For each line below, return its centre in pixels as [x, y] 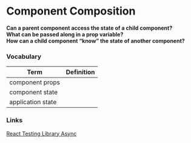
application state [33, 102]
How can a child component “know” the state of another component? [95, 41]
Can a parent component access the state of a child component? [89, 28]
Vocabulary [24, 56]
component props [35, 82]
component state [34, 92]
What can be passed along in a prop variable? [65, 34]
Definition [80, 72]
